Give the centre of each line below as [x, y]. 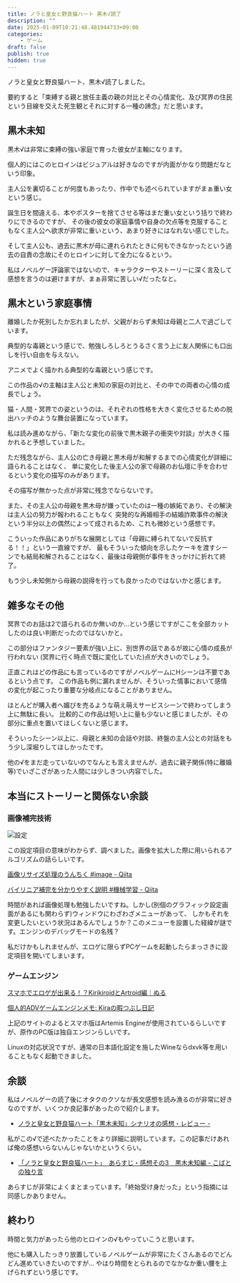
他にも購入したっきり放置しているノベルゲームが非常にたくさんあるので [114, 1254]
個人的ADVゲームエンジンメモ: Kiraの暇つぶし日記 [81, 1008]
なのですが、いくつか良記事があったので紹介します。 [85, 1108]
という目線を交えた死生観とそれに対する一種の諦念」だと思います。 [107, 106]
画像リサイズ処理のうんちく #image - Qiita [70, 874]
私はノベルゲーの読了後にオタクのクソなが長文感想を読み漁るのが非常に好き [120, 1099]
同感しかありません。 [39, 1195]
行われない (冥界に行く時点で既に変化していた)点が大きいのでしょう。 [110, 657]
